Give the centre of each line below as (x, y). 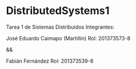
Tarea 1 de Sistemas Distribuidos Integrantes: (60, 27)
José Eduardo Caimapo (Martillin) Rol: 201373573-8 (68, 38)
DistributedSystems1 (58, 11)
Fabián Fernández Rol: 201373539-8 (50, 61)
